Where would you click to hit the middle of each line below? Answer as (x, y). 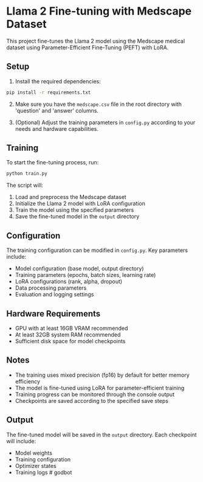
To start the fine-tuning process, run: (53, 162)
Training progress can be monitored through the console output (95, 394)
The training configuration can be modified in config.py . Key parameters (97, 250)
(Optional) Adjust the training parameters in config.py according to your (105, 122)
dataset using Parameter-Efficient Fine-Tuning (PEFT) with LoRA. (88, 47)
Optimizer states (36, 466)
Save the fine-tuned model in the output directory (77, 217)
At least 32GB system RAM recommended (68, 334)
